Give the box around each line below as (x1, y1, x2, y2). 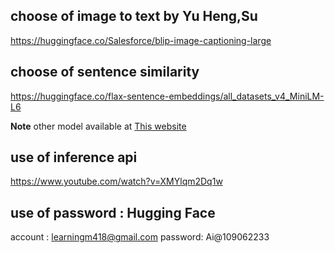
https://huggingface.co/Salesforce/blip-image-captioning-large (10, 34, 272, 46)
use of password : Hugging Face (10, 204, 216, 221)
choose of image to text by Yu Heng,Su (10, 8, 258, 25)
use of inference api (10, 149, 138, 166)
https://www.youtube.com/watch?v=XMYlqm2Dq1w (10, 175, 223, 188)
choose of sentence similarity (10, 64, 200, 81)
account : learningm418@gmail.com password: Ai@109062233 (10, 231, 270, 243)
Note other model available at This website (10, 120, 187, 132)
